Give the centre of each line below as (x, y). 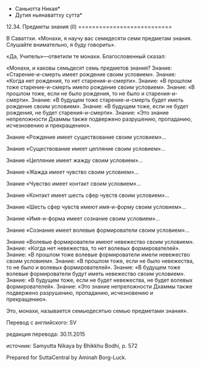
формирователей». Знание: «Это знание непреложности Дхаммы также (99, 287)
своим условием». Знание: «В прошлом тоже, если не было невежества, (100, 261)
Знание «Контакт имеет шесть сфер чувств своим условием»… (88, 195)
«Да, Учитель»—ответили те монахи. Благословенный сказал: (86, 56)
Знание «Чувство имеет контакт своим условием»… (74, 183)
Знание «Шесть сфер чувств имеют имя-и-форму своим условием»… (96, 207)
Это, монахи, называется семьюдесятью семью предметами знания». (97, 311)
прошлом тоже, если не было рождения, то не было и (76, 93)
